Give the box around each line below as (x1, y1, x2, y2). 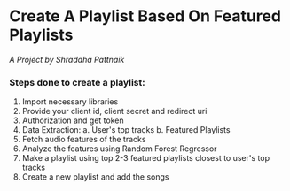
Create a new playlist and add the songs (21, 172, 169, 182)
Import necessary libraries (21, 96, 119, 107)
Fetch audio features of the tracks (21, 134, 146, 145)
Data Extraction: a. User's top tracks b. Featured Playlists (21, 125, 231, 135)
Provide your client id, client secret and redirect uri (21, 106, 208, 117)
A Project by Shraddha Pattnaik (9, 54, 125, 65)
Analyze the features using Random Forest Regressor (21, 143, 217, 154)
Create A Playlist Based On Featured (9, 6, 282, 27)
